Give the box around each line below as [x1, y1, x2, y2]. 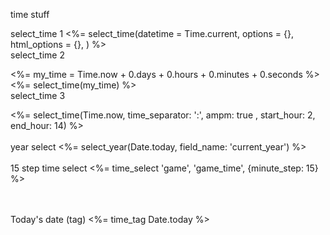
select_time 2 [10, 49, 65, 61]
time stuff [10, 9, 50, 20]
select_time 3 [10, 90, 66, 101]
